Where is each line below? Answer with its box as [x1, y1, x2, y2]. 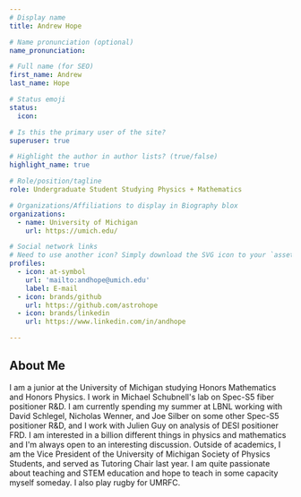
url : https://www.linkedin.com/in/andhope [25, 317, 186, 327]
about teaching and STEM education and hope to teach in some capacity [9, 467, 279, 478]
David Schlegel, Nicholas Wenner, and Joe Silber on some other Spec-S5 [9, 410, 279, 421]
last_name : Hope [9, 79, 70, 88]
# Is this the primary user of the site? [9, 127, 167, 137]
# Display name [9, 13, 66, 22]
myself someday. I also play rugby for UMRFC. [9, 476, 181, 488]
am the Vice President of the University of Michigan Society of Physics [9, 449, 271, 459]
